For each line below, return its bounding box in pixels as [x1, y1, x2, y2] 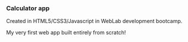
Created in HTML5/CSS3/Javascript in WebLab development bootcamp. [6, 18, 183, 25]
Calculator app [6, 4, 50, 12]
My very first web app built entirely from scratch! [6, 29, 126, 36]
